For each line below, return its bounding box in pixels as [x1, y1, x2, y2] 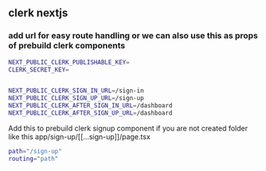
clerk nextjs [8, 6, 68, 20]
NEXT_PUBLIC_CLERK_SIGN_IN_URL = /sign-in [8, 87, 145, 95]
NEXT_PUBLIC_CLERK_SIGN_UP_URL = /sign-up [8, 95, 145, 103]
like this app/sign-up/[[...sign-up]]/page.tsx [8, 131, 151, 142]
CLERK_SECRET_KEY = [8, 65, 69, 74]
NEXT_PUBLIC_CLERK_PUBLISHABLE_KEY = [8, 58, 130, 66]
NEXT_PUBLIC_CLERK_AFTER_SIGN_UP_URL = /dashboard [8, 109, 173, 118]
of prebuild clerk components [8, 40, 126, 51]
